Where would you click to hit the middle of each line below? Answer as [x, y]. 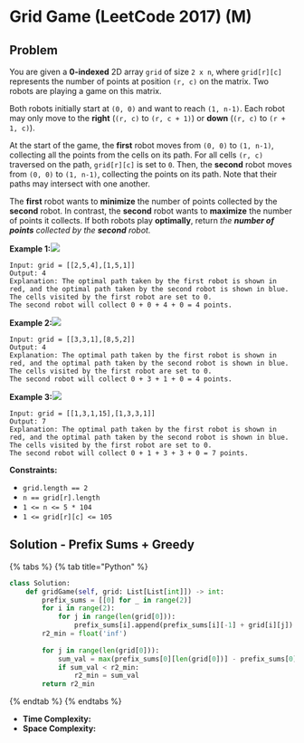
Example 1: [30, 249]
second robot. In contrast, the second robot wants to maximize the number [151, 211]
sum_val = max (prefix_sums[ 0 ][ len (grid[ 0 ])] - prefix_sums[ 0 [176, 659]
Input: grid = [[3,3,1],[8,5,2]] [72, 339]
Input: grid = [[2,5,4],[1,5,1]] [72, 265]
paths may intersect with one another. [80, 184]
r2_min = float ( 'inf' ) [85, 634]
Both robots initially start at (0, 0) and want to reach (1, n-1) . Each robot [147, 109]
